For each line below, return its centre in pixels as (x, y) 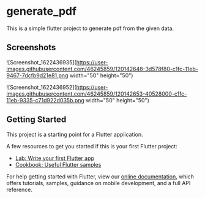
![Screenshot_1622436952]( (41, 87)
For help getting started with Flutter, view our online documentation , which (100, 177)
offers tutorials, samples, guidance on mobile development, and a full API (99, 183)
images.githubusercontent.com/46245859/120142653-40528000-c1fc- (97, 94)
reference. (19, 189)
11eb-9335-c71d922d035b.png (45, 100)
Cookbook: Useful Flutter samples (58, 164)
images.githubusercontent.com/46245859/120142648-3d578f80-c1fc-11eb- (102, 69)
